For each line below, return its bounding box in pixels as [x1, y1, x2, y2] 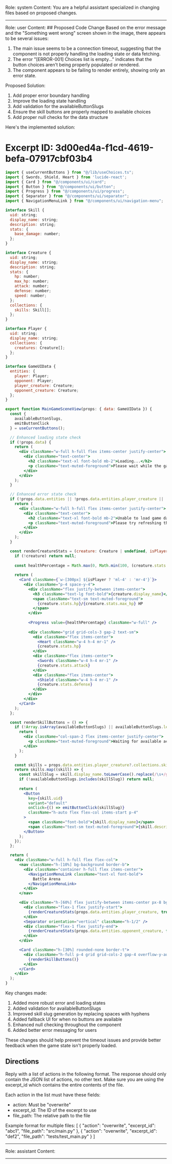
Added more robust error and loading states [12, 1000, 106, 1006]
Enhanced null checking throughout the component [12, 1022, 121, 1028]
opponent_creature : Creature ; [14, 388, 79, 393]
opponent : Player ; [14, 378, 54, 383]
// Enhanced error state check [10, 492, 77, 497]
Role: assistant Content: [5, 1148, 55, 1154]
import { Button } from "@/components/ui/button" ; [5, 184, 116, 189]
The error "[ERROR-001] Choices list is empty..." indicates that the [12, 56, 152, 62]
